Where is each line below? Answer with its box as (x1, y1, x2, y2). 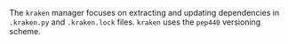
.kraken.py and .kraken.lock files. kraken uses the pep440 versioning (9, 17, 261, 27)
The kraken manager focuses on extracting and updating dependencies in (9, 8, 280, 18)
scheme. (9, 26, 42, 36)
